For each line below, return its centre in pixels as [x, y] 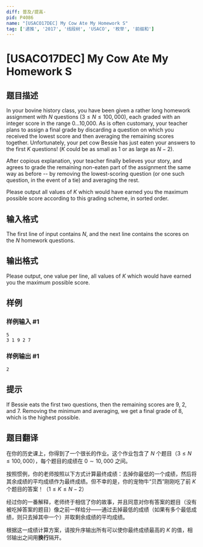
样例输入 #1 [23, 322]
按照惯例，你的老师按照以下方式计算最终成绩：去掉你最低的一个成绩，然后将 [101, 474]
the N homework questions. [41, 241]
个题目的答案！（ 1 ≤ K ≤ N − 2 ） [47, 489]
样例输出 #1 [23, 357]
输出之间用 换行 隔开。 [38, 538]
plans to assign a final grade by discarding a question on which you [90, 130]
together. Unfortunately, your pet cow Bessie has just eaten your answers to [101, 143]
